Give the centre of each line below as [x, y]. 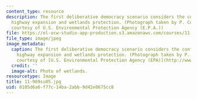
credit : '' [25, 66]
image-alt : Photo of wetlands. [50, 71]
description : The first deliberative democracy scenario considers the [95, 17]
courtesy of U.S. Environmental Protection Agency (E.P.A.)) [88, 28]
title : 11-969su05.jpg [34, 82]
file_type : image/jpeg [34, 38]
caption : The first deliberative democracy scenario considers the [96, 49]
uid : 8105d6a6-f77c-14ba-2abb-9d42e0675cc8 [60, 87]
